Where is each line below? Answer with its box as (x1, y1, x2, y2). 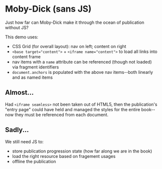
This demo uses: (5, 34, 38, 40)
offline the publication (12, 158, 56, 164)
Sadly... (5, 126, 29, 134)
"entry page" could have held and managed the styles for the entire (5, 106, 140, 112)
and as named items (12, 74, 53, 80)
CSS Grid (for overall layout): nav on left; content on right (12, 43, 126, 49)
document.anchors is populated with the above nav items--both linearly (12, 69, 153, 75)
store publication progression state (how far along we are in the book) (12, 148, 152, 154)
